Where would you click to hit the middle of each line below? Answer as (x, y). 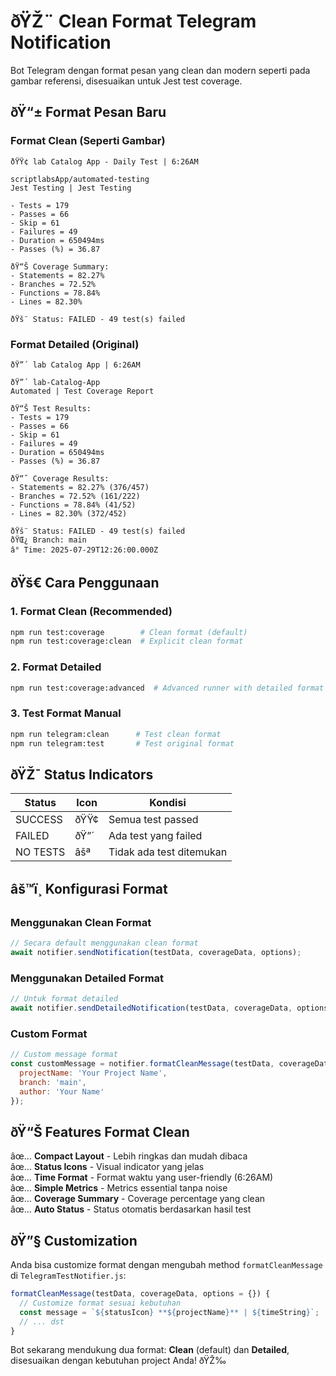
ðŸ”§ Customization (74, 1240)
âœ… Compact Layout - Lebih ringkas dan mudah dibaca (129, 1156)
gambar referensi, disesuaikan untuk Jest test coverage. (126, 81)
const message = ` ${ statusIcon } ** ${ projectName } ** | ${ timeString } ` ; (169, 1312)
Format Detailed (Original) (75, 344)
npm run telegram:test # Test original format (122, 743)
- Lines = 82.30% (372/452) (69, 513)
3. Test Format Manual (66, 713)
